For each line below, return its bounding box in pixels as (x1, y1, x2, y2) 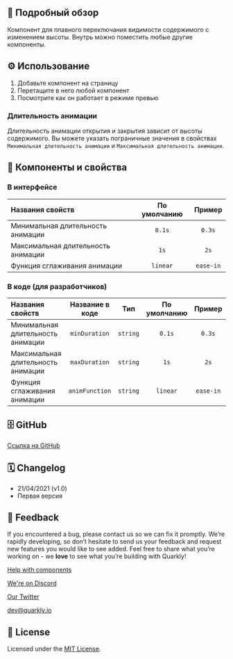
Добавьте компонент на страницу (17, 79, 119, 87)
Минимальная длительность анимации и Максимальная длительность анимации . (7, 141, 224, 149)
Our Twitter (7, 592, 40, 601)
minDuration (70, 329, 110, 337)
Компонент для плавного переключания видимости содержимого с (7, 25, 209, 33)
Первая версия (17, 491, 63, 500)
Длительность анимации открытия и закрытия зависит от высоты (7, 127, 202, 135)
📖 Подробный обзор (7, 7, 99, 19)
